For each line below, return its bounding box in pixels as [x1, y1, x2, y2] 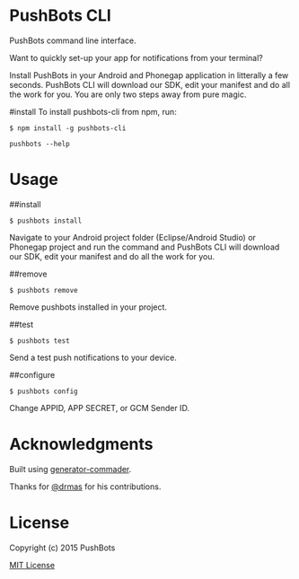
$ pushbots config [9, 387, 78, 396]
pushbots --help [9, 139, 70, 148]
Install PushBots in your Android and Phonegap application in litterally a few [9, 69, 289, 81]
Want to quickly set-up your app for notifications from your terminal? [9, 52, 263, 63]
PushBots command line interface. [9, 35, 136, 46]
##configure [9, 369, 56, 380]
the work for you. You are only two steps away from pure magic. [9, 89, 247, 100]
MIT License [9, 559, 56, 570]
